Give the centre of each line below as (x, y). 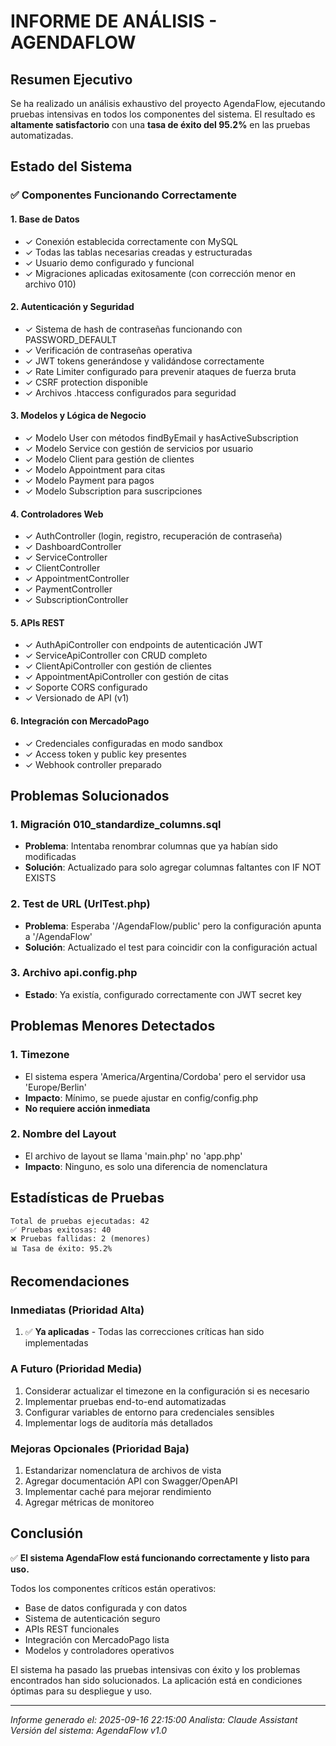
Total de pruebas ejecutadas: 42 (80, 1221)
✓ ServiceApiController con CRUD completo (116, 656)
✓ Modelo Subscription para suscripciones (113, 491)
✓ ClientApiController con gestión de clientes (118, 666)
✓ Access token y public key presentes (105, 754)
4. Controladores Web (57, 514)
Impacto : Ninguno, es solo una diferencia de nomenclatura (146, 1166)
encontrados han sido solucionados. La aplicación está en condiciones (156, 1680)
